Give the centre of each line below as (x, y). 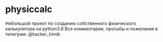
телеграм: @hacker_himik (33, 34)
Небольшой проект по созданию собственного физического (71, 23)
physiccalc (29, 9)
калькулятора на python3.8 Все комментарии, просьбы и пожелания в (81, 28)
